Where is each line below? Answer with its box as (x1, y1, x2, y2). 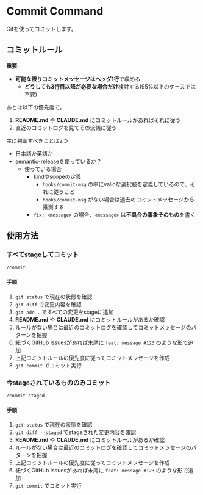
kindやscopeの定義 (33, 173, 81, 180)
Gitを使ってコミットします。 (6, 25, 77, 32)
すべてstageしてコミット (6, 250, 79, 259)
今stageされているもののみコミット (6, 378, 111, 387)
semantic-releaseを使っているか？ (15, 157, 102, 165)
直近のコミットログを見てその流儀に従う (15, 124, 117, 131)
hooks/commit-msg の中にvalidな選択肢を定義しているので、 (42, 180, 190, 187)
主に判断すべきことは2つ (6, 137, 68, 144)
